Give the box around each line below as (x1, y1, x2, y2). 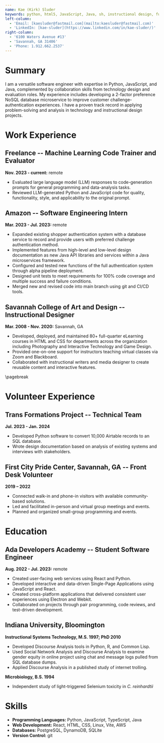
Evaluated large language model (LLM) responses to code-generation (12, 179, 152, 185)
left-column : (5, 16, 32, 21)
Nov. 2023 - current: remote (5, 170, 63, 176)
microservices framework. (12, 257, 65, 263)
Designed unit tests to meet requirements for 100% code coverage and (12, 273, 155, 279)
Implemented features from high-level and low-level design (12, 247, 132, 253)
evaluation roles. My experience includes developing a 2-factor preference (5, 91, 156, 97)
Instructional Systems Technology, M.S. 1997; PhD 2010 (5, 634, 121, 640)
